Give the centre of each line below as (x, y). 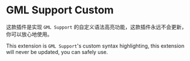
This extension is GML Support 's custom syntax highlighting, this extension (95, 46)
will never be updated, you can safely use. (57, 52)
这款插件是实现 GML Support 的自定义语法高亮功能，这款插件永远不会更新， (96, 27)
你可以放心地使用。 (29, 34)
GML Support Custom (60, 10)
